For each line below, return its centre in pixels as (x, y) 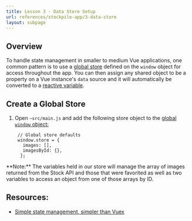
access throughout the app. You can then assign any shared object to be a (96, 73)
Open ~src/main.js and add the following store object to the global (96, 118)
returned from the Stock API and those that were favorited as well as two (94, 173)
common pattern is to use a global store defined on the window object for (93, 67)
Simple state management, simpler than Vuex (69, 212)
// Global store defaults (49, 135)
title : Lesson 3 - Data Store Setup (51, 11)
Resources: (27, 197)
